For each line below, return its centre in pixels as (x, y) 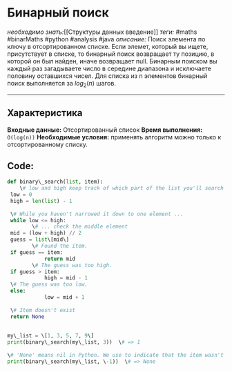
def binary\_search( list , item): (55, 182)
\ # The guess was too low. (49, 284)
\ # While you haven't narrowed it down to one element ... (97, 214)
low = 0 (21, 195)
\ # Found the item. (60, 246)
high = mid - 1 (66, 278)
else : (18, 291)
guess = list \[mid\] (40, 239)
